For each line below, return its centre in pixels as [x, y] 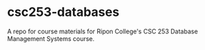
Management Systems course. [51, 38]
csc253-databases [63, 12]
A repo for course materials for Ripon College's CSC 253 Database [102, 31]
